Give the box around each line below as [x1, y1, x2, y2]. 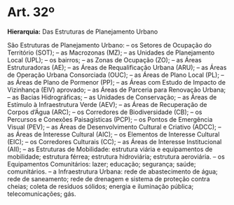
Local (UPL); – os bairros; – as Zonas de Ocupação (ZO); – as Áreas [7, 55, 202, 64]
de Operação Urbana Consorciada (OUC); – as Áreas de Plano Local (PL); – [7, 71, 224, 79]
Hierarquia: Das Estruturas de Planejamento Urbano [7, 27, 158, 36]
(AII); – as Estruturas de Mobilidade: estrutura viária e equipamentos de [7, 145, 213, 153]
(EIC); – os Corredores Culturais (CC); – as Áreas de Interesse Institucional [7, 137, 222, 146]
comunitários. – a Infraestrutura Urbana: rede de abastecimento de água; [7, 167, 219, 176]
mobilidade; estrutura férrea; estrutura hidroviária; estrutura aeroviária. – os [7, 152, 226, 161]
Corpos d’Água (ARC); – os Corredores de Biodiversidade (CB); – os [7, 108, 202, 116]
